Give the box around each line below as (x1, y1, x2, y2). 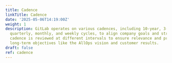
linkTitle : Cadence (5, 12, 47, 17)
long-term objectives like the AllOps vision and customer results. (10, 41, 159, 46)
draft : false (5, 45, 33, 50)
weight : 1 (5, 21, 27, 27)
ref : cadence (5, 50, 33, 55)
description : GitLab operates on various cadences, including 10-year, (5, 26, 161, 31)
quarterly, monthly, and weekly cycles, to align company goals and (10, 31, 159, 36)
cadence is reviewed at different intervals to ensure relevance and (10, 36, 161, 41)
